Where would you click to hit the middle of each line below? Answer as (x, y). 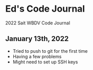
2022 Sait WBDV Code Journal (38, 23)
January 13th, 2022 (37, 39)
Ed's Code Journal (45, 9)
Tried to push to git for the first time (50, 51)
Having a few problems (37, 56)
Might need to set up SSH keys (45, 62)
